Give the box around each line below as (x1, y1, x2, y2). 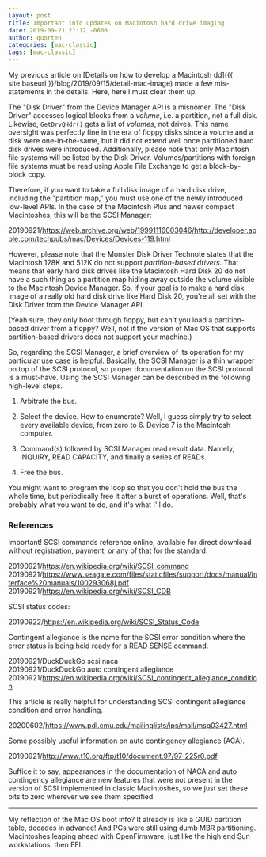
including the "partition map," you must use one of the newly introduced (8, 193, 244, 203)
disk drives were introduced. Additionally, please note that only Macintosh (8, 144, 249, 154)
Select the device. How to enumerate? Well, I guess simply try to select (19, 412, 252, 421)
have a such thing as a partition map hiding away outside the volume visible (8, 275, 255, 284)
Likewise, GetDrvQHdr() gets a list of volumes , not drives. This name (8, 120, 229, 128)
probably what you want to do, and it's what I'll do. (8, 500, 173, 509)
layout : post (8, 11, 51, 20)
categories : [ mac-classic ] (8, 41, 97, 49)
